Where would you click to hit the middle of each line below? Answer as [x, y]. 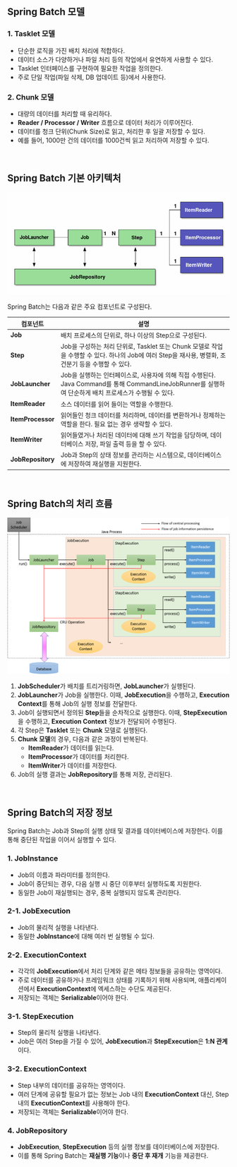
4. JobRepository [38, 1130]
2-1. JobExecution [39, 911]
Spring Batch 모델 [46, 12]
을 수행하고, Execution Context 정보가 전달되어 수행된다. [97, 722]
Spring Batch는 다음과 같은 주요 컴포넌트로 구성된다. [80, 307]
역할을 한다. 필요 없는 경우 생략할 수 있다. [116, 424]
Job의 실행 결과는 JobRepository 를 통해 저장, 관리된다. [95, 774]
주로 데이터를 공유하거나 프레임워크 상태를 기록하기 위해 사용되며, [107, 980]
